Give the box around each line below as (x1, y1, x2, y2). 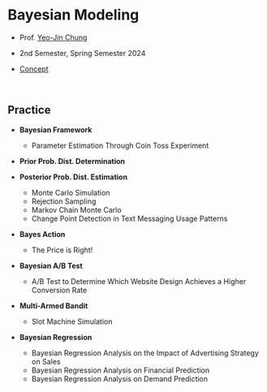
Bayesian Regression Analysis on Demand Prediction (31, 373, 209, 383)
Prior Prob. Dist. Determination (19, 156, 126, 166)
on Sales (31, 356, 61, 366)
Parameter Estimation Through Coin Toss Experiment (31, 140, 209, 150)
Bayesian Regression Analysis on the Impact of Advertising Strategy (31, 347, 259, 358)
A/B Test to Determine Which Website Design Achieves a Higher (31, 276, 247, 286)
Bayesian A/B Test (19, 261, 83, 270)
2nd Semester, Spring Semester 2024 (19, 48, 146, 58)
